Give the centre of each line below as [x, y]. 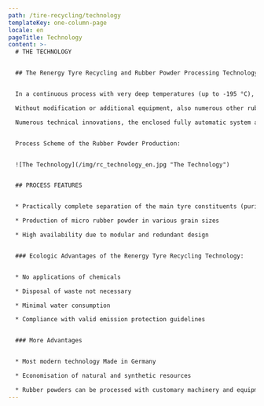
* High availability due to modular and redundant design [112, 235]
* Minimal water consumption [63, 305]
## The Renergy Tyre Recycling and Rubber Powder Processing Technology [137, 73]
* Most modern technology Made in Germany [86, 362]
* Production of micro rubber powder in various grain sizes [117, 221]
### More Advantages [49, 341]
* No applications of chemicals [68, 277]
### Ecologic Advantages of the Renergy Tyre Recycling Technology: [130, 256]
